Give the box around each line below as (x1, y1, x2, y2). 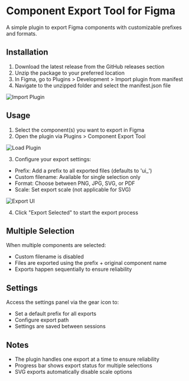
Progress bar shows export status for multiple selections (14, 362, 152, 369)
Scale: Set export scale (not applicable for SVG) (14, 185, 131, 193)
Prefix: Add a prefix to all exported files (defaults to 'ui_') (14, 167, 152, 174)
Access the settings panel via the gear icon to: (6, 299, 119, 306)
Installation (6, 47, 48, 57)
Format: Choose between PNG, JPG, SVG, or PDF (14, 180, 135, 187)
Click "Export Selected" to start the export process (14, 209, 139, 216)
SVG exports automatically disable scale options (14, 369, 132, 375)
